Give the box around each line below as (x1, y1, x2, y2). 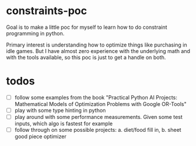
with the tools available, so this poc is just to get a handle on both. (6, 54, 166, 61)
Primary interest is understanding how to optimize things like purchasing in (6, 41, 187, 48)
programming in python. (6, 29, 65, 36)
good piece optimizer (14, 133, 67, 140)
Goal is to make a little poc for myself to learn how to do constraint (6, 24, 168, 31)
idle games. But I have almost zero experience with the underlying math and (6, 47, 190, 54)
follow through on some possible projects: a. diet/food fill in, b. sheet (14, 127, 181, 134)
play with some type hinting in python (14, 107, 106, 114)
